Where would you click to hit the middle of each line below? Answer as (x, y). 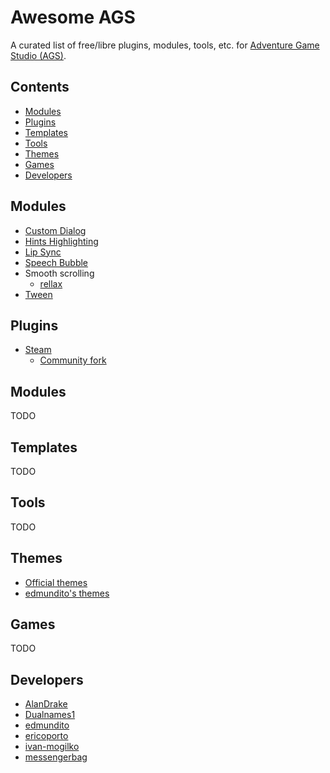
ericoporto (46, 736)
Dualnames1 (50, 715)
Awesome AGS (73, 17)
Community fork (73, 360)
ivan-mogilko (52, 747)
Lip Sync (43, 252)
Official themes (56, 582)
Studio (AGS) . (38, 55)
